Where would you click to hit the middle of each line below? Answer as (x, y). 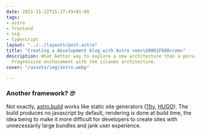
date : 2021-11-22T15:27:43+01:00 (48, 12)
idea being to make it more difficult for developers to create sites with (92, 119)
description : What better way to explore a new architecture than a (93, 56)
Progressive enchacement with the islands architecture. (84, 62)
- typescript (22, 39)
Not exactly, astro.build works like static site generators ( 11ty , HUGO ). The (97, 106)
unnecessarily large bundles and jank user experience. (74, 125)
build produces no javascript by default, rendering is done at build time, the (99, 113)
